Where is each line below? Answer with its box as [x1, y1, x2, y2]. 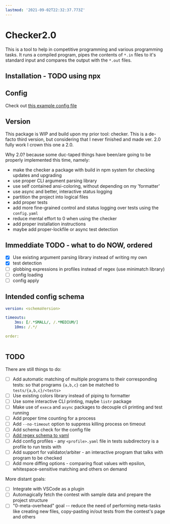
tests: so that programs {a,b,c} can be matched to [12, 382, 120, 388]
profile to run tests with [12, 444, 62, 450]
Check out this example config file [5, 102, 77, 108]
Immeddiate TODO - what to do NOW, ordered [5, 241, 153, 249]
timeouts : [5, 315, 26, 321]
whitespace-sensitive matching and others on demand [12, 466, 127, 472]
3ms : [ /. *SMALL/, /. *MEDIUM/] [14, 320, 79, 325]
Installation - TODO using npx [5, 72, 101, 80]
